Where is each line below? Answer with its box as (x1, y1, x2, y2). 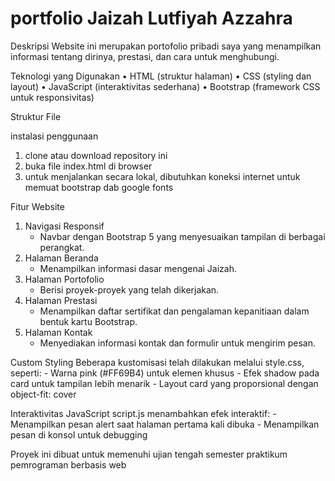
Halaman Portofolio (24, 273, 105, 285)
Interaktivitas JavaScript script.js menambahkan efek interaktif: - (10, 407, 277, 419)
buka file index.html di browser (24, 160, 153, 172)
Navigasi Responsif (24, 220, 105, 232)
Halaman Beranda (24, 252, 99, 264)
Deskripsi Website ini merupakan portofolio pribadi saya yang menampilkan (10, 40, 322, 52)
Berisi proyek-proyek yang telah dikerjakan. (39, 283, 220, 296)
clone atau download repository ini (24, 149, 168, 161)
